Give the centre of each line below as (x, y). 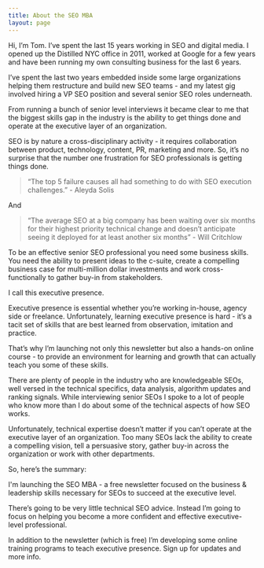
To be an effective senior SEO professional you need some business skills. (128, 252)
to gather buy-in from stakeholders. (105, 277)
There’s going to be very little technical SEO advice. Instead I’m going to (125, 507)
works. (19, 413)
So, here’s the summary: (47, 469)
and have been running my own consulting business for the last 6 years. (125, 62)
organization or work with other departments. (82, 454)
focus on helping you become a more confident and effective (107, 516)
